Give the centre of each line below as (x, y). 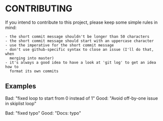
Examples (21, 86)
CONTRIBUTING (39, 9)
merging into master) (32, 58)
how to (12, 67)
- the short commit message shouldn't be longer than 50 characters (77, 37)
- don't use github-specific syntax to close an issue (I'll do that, (80, 49)
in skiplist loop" (21, 103)
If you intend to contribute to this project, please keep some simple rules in (81, 22)
